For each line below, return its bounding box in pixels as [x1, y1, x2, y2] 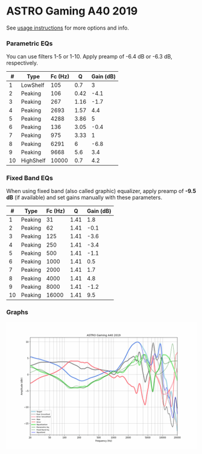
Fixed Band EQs [6, 174, 53, 182]
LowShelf [21, 81, 45, 89]
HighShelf [21, 157, 46, 164]
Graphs [6, 308, 28, 317]
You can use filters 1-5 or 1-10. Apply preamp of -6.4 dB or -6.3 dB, [6, 53, 173, 60]
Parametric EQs [6, 39, 53, 48]
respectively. [6, 59, 38, 67]
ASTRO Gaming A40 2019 [6, 4, 138, 18]
